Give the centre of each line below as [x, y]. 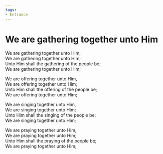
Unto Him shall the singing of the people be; [51, 115]
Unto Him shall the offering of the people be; [51, 90]
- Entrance [17, 15]
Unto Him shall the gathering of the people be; [53, 64]
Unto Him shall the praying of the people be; [51, 141]
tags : [11, 10]
